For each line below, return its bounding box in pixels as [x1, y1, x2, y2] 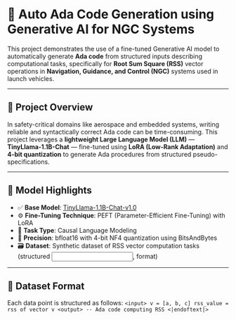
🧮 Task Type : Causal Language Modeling [17, 226, 137, 234]
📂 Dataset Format [7, 280, 85, 292]
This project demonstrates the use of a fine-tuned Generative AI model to [7, 44, 220, 53]
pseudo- [192, 150, 218, 158]
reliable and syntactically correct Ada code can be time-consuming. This [7, 127, 218, 136]
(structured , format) [17, 252, 158, 260]
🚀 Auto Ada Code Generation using [7, 6, 214, 23]
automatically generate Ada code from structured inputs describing [7, 52, 202, 60]
